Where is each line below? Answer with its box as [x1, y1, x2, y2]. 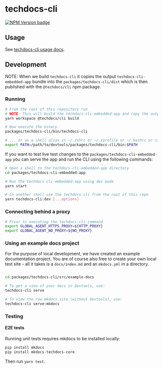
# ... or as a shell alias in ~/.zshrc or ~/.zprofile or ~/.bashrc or [5, 138, 153, 143]
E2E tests [5, 325, 25, 331]
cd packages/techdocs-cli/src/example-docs [5, 275, 95, 280]
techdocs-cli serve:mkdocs [5, 301, 60, 306]
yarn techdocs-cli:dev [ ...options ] [5, 197, 79, 202]
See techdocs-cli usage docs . [5, 46, 65, 52]
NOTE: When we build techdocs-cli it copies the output [5, 73, 116, 79]
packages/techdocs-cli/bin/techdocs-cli [5, 129, 88, 134]
